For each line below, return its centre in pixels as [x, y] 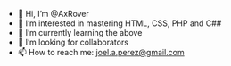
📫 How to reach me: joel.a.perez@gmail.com [101, 52]
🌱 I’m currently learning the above [80, 33]
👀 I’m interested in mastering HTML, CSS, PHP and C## [120, 23]
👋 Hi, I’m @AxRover [53, 14]
